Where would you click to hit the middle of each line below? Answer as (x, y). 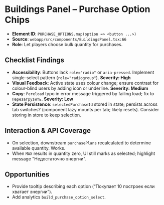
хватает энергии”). (32, 192)
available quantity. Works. (39, 148)
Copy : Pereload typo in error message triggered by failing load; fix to (83, 93)
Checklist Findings (35, 60)
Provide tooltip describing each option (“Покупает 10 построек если (83, 186)
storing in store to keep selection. (46, 115)
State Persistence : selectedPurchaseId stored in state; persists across (85, 104)
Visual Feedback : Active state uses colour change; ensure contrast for (85, 83)
